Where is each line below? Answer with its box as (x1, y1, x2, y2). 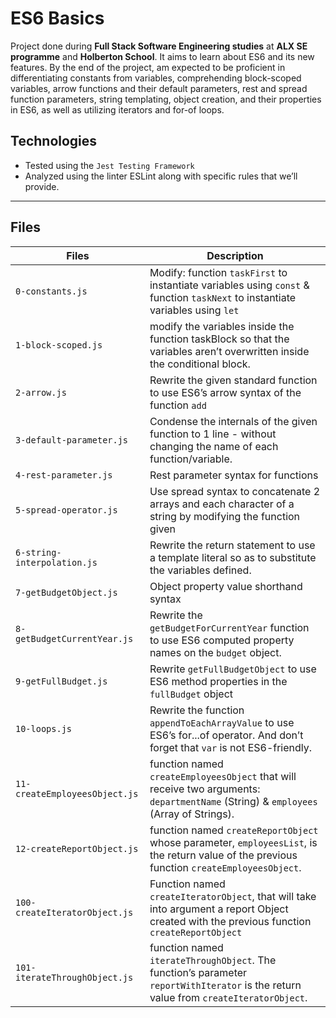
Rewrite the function (149, 703, 245, 717)
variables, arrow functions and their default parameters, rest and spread (10, 82, 308, 94)
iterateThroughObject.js (15, 972, 134, 983)
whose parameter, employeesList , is (149, 835, 318, 849)
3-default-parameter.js (15, 434, 129, 446)
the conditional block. (149, 357, 251, 371)
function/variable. (149, 452, 233, 466)
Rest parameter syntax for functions (149, 468, 319, 482)
